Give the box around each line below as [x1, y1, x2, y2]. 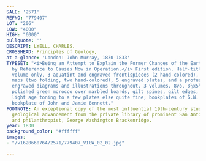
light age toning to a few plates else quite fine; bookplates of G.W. [12, 94, 199, 100]
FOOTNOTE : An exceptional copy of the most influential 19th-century [6, 105, 188, 112]
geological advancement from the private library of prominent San [12, 111, 188, 118]
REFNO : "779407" [6, 15, 48, 21]
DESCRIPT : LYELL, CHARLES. [6, 43, 75, 50]
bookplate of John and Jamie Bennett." [12, 100, 114, 106]
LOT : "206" [6, 20, 34, 26]
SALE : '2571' [6, 9, 40, 15]
